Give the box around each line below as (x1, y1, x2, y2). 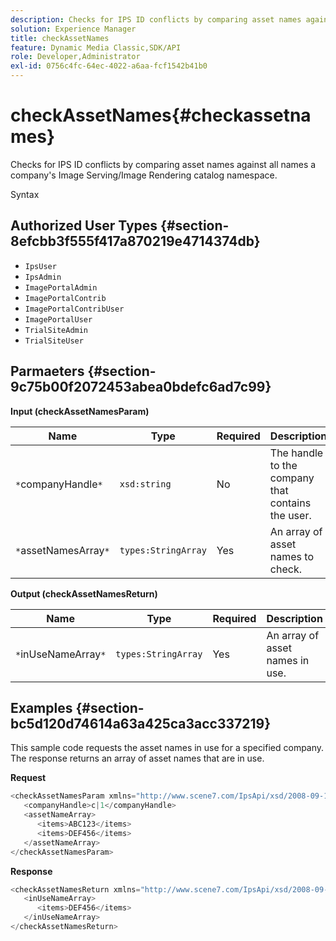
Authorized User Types (10, 217, 158, 235)
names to (269, 549, 315, 563)
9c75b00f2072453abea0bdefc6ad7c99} (10, 379, 272, 396)
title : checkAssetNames (10, 33, 110, 43)
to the (269, 458, 298, 472)
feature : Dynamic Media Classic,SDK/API (10, 42, 182, 53)
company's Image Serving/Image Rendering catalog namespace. (10, 169, 278, 181)
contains (269, 496, 312, 510)
